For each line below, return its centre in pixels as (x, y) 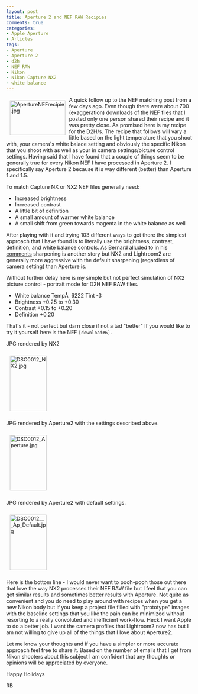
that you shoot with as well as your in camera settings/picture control (90, 150)
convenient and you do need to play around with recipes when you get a (94, 601)
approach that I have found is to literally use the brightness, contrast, (90, 241)
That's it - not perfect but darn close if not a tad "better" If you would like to (98, 326)
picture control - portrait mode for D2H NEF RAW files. (72, 284)
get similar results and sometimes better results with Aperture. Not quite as (98, 595)
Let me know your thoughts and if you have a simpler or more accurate (92, 644)
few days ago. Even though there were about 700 (129, 106)
